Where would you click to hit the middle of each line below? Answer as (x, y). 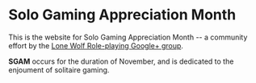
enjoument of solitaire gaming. (59, 69)
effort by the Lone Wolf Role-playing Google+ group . (96, 45)
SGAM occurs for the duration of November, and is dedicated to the (121, 61)
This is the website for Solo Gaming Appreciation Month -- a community (128, 37)
